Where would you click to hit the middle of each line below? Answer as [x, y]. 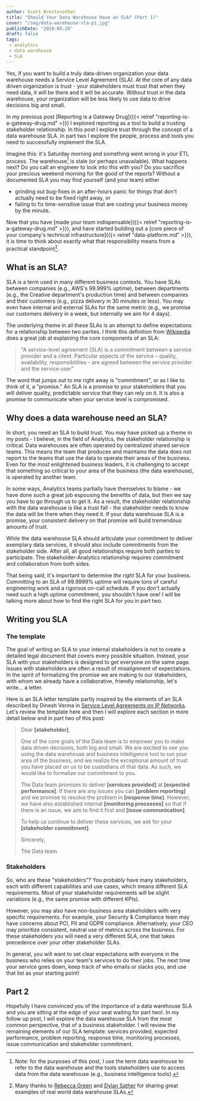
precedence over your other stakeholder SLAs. [63, 942]
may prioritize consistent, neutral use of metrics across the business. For [96, 929]
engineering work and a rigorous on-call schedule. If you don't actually [93, 588]
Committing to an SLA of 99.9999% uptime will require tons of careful [92, 581]
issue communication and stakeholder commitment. [70, 1044]
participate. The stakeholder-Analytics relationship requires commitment [95, 557]
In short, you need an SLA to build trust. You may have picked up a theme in [99, 432]
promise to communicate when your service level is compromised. [87, 399]
